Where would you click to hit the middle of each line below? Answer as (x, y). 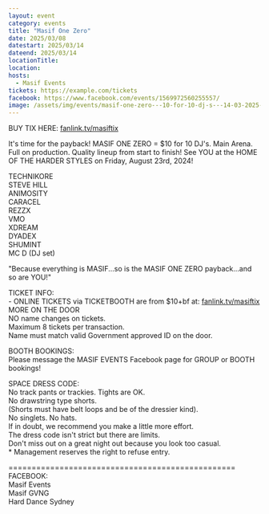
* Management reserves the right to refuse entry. (89, 452)
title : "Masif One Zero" (50, 31)
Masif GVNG (29, 493)
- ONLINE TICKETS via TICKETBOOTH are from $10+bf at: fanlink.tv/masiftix (134, 301)
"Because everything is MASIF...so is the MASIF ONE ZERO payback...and (130, 269)
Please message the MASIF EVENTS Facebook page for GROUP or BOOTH (132, 360)
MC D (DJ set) (32, 253)
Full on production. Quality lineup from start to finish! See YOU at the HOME (133, 153)
